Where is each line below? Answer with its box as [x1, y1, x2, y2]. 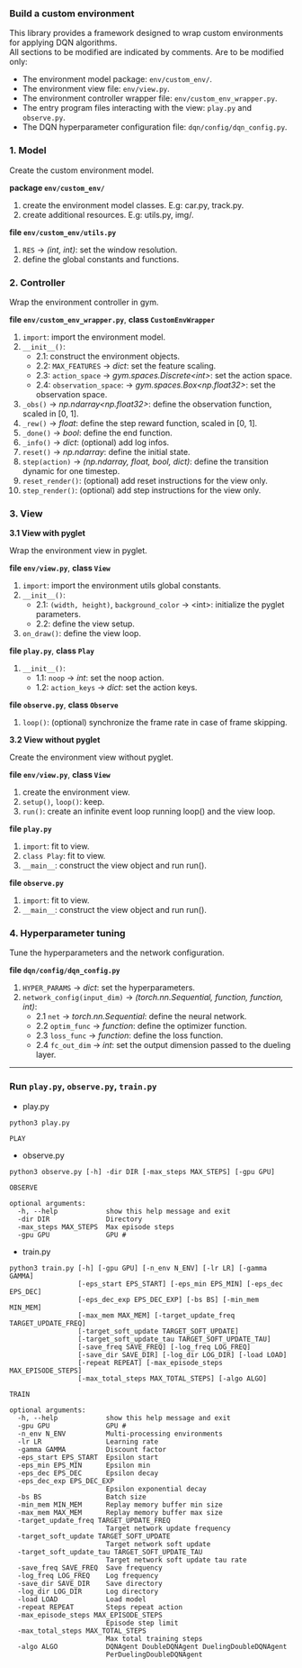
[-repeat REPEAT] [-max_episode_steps [77, 1358, 223, 1367]
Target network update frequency [105, 1524, 231, 1533]
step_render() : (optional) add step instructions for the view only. [22, 485, 262, 496]
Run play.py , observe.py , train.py [9, 1080, 157, 1093]
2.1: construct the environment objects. [35, 351, 181, 361]
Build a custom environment [9, 7, 135, 20]
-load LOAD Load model [17, 1594, 147, 1604]
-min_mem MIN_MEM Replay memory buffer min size [17, 1499, 223, 1509]
